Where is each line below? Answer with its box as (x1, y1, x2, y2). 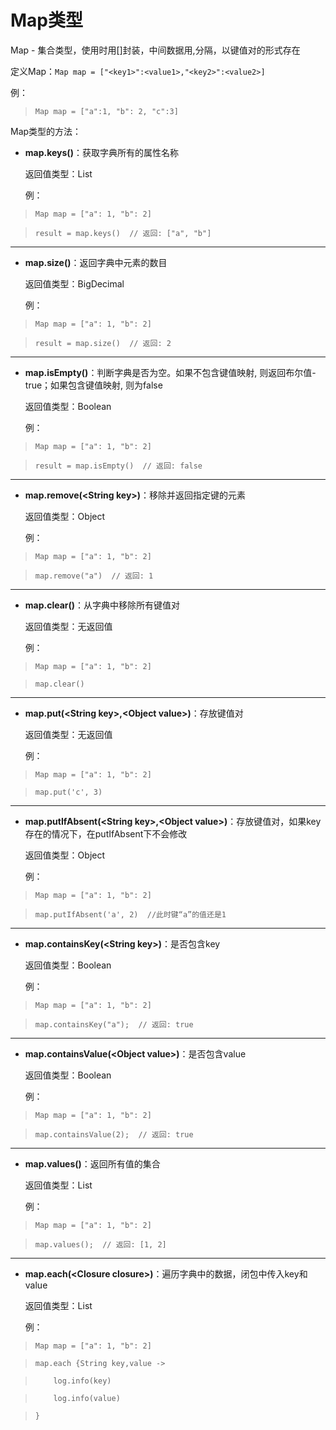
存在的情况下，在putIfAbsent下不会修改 (24, 827, 188, 840)
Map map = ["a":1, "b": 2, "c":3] (34, 106, 179, 116)
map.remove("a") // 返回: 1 (34, 571, 154, 581)
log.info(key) (53, 1376, 112, 1386)
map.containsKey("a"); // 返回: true (34, 1019, 194, 1030)
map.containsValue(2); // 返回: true (34, 1129, 194, 1140)
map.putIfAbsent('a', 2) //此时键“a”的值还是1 (34, 909, 227, 920)
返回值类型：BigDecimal (24, 277, 125, 290)
